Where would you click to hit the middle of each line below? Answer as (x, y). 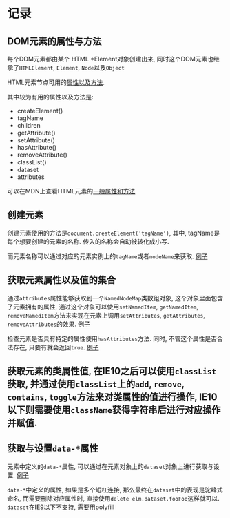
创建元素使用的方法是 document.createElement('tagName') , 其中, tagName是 (114, 233)
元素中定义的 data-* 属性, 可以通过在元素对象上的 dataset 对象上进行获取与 (111, 466)
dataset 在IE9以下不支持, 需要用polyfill (61, 507)
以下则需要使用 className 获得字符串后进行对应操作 (114, 410)
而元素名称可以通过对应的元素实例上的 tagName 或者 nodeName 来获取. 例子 (107, 256)
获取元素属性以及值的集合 (61, 280)
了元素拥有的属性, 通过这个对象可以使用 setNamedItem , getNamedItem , (103, 307)
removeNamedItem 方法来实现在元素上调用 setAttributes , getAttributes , (106, 315)
